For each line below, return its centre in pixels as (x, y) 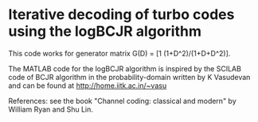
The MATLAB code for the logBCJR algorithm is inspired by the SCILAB (125, 68)
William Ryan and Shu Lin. (51, 109)
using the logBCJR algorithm (105, 31)
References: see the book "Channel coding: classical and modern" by (122, 101)
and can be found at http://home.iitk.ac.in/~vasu (88, 86)
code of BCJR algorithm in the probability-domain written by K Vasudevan (129, 77)
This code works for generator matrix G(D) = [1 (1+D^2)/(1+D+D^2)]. (119, 53)
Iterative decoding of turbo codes (121, 15)
